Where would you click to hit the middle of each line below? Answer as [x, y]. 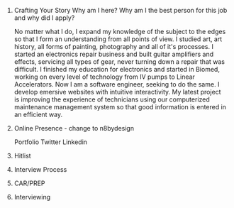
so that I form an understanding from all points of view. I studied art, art [118, 39]
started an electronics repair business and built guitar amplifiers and [114, 54]
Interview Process [40, 169]
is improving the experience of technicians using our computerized [112, 99]
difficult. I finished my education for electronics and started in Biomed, [117, 69]
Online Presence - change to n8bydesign [74, 128]
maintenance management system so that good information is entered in [120, 107]
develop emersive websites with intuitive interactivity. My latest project [117, 92]
